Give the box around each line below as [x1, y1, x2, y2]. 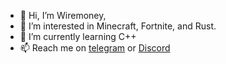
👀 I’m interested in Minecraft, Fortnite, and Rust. [19, 20, 217, 32]
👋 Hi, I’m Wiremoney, [19, 10, 107, 21]
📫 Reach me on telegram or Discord [19, 42, 171, 54]
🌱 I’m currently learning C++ [19, 31, 137, 42]
